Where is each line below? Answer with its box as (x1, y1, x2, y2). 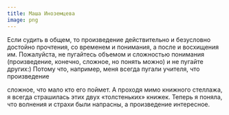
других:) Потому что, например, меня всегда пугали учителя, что (7, 65, 200, 73)
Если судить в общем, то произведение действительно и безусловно (7, 35, 211, 43)
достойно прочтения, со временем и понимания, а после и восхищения (7, 43, 219, 51)
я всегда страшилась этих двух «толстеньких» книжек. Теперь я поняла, (7, 92, 223, 101)
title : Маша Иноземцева (7, 10, 76, 17)
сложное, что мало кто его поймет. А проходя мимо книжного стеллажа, (7, 85, 223, 94)
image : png (7, 17, 39, 23)
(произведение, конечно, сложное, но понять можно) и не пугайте (7, 57, 204, 65)
